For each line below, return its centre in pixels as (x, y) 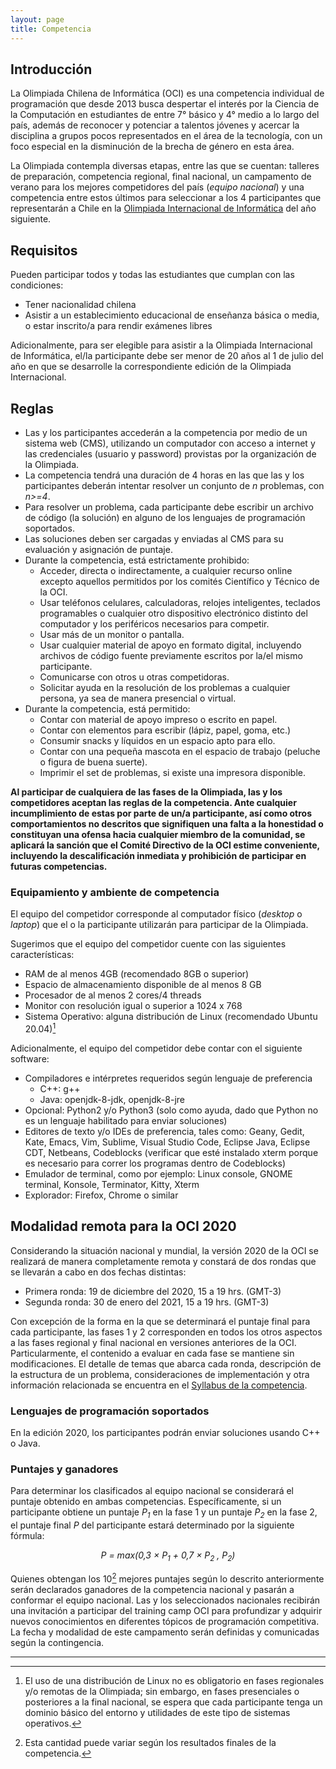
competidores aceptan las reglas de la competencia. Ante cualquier (153, 802)
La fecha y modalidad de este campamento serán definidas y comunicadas (165, 1632)
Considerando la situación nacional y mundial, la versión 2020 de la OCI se (164, 1250)
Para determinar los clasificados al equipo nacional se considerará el (152, 1491)
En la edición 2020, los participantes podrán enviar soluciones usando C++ (165, 1432)
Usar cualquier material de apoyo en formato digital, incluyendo (170, 645)
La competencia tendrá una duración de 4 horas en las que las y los (164, 475)
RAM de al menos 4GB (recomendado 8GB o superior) (137, 974)
